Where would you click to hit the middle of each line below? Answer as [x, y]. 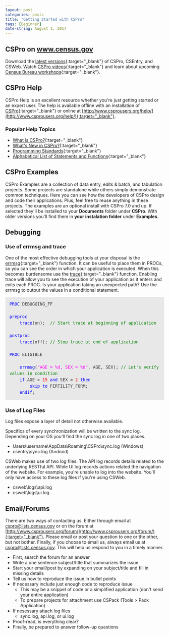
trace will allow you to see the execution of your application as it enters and [84, 279]
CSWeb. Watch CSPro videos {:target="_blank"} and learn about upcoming [82, 67]
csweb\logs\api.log [32, 487]
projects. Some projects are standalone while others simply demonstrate [81, 189]
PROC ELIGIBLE [26, 355]
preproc [18, 317]
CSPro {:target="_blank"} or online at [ [45, 111]
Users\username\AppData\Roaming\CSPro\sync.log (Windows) [78, 446]
